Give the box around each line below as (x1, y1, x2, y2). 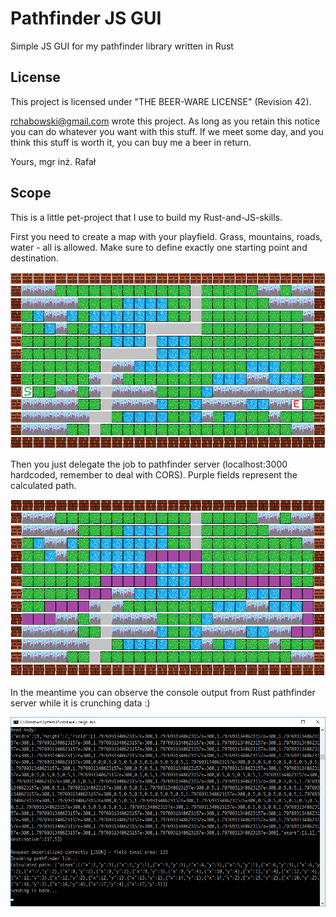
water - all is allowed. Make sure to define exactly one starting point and (10, 241, 308, 253)
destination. (10, 252, 59, 264)
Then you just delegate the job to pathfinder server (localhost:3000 (10, 458, 288, 471)
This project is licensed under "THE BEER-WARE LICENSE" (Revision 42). (10, 95, 312, 107)
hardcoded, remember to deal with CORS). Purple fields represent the (10, 469, 298, 481)
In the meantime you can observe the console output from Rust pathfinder (10, 686, 316, 698)
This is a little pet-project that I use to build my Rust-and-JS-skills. (10, 211, 283, 223)
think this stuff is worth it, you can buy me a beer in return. (10, 136, 252, 148)
